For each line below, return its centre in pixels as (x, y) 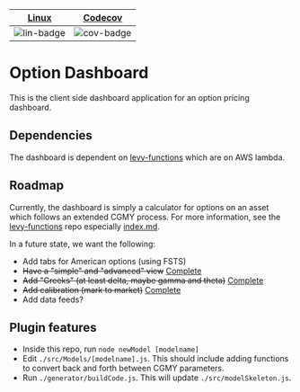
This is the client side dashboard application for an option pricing (129, 97)
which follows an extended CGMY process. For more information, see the (145, 217)
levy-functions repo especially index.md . (84, 226)
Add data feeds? (53, 299)
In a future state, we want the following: (82, 244)
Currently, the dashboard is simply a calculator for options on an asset (139, 207)
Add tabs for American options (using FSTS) (104, 261)
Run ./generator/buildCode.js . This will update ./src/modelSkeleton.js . (157, 378)
